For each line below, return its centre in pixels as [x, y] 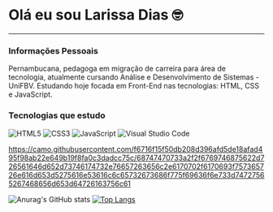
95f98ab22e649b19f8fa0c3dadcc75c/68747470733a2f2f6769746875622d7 [136, 158]
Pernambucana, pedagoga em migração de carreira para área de [117, 69]
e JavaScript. [30, 94]
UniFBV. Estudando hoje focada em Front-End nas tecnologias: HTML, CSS [134, 86]
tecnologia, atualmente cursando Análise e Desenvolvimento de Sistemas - [134, 77]
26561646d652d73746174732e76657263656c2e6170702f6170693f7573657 [136, 166]
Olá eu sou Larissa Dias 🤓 [96, 15]
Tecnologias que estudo [57, 115]
